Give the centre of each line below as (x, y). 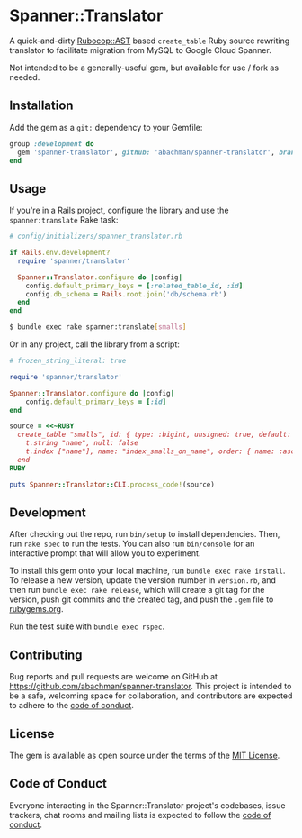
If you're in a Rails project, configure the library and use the (119, 210)
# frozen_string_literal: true (68, 361)
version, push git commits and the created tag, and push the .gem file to (142, 599)
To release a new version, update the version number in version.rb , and (143, 580)
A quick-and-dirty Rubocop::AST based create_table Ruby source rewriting (150, 41)
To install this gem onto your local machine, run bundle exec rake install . (147, 571)
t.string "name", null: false (82, 443)
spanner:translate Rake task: (64, 220)
